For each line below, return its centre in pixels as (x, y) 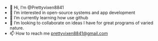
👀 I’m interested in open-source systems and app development (72, 13)
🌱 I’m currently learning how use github (49, 18)
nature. (17, 28)
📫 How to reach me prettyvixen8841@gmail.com (59, 33)
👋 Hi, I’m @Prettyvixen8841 (37, 7)
